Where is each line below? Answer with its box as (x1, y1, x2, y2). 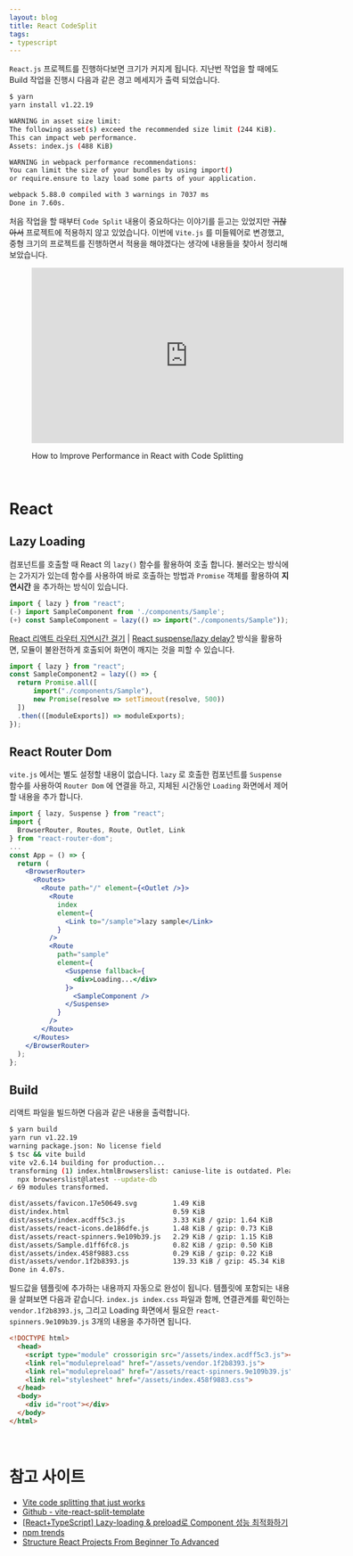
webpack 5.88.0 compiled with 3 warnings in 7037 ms (9, 191, 209, 200)
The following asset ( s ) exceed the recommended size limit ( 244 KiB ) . (9, 125, 277, 134)
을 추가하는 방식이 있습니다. (32, 581, 128, 592)
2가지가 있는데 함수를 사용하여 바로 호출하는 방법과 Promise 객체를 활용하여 (18, 569, 280, 580)
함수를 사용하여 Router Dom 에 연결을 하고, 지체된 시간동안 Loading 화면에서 (9, 781, 272, 791)
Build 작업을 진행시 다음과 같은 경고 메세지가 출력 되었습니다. (9, 75, 220, 86)
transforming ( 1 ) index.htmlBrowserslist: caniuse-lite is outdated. (9, 1167, 274, 1175)
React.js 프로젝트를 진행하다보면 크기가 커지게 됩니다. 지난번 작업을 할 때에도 (9, 63, 279, 74)
